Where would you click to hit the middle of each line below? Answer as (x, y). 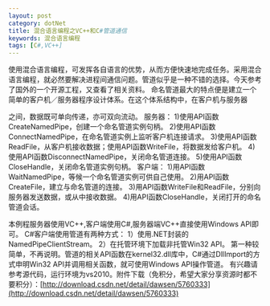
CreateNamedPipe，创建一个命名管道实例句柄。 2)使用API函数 (112, 127)
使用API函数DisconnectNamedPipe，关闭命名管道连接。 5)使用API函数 (125, 157)
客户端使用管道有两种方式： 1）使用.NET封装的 (111, 235)
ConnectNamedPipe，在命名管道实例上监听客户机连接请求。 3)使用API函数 (133, 137)
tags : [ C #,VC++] (35, 46)
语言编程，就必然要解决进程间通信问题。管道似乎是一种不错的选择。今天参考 (135, 80)
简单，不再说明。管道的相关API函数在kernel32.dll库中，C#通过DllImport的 (131, 255)
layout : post (30, 16)
